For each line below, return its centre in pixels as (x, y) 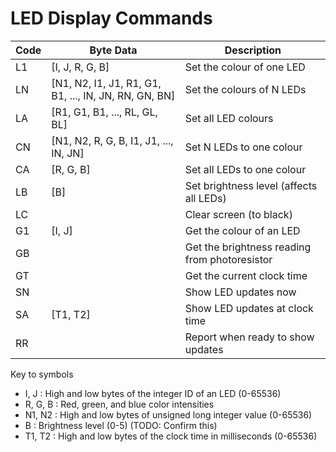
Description (253, 50)
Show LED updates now (240, 292)
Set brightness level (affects (251, 185)
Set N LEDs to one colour (243, 147)
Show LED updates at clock (249, 308)
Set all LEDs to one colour (245, 169)
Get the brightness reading (248, 247)
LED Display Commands (111, 18)
